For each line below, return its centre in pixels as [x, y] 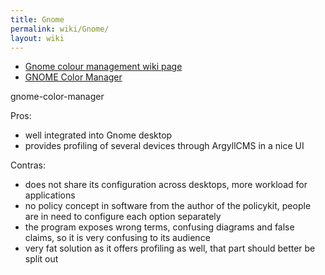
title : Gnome [37, 19]
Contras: [28, 165]
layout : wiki [37, 38]
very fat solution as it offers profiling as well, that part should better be [170, 248]
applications [50, 195]
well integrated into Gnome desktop [98, 135]
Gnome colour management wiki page [103, 67]
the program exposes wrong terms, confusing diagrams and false [159, 227]
